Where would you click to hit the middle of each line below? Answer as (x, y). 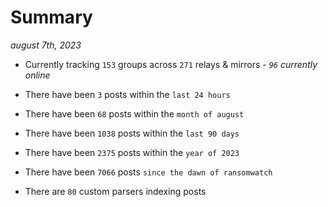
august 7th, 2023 (46, 45)
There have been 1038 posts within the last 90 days (132, 133)
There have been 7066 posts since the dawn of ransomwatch (148, 172)
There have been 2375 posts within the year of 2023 (132, 152)
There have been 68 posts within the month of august (134, 113)
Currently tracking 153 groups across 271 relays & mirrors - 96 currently (171, 64)
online (37, 75)
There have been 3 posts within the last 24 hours (127, 94)
